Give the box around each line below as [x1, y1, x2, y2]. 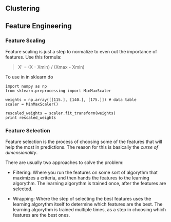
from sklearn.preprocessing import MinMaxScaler [5, 88, 111, 94]
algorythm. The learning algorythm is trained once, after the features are [12, 180, 166, 187]
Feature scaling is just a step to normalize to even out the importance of [5, 49, 158, 55]
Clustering [5, 4, 40, 13]
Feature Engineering [5, 22, 72, 30]
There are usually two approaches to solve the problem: [5, 159, 124, 166]
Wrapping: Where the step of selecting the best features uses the [12, 196, 151, 202]
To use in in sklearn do [5, 74, 53, 80]
